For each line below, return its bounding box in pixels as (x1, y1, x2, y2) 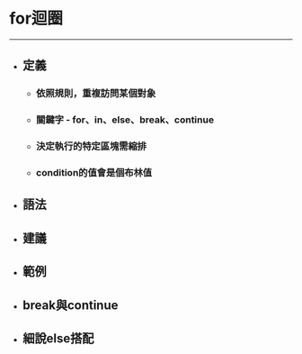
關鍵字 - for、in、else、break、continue (35, 113, 214, 126)
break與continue (22, 297, 119, 313)
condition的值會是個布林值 (35, 167, 153, 179)
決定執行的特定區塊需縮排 (35, 141, 147, 153)
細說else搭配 (22, 331, 94, 346)
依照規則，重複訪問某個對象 (35, 87, 156, 100)
